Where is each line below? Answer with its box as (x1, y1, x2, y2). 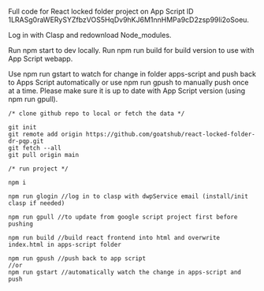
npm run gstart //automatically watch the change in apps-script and (8, 268, 242, 276)
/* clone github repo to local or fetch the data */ (8, 110, 185, 118)
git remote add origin (8, 130, 83, 138)
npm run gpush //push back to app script (8, 255, 147, 263)
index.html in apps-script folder (8, 241, 122, 248)
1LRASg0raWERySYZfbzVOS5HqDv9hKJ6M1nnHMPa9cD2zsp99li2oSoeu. (8, 15, 250, 24)
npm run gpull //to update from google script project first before (8, 213, 238, 221)
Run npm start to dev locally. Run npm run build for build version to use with (8, 46, 255, 54)
